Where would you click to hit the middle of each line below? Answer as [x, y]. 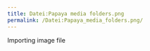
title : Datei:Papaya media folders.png [66, 14]
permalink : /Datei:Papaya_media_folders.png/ [75, 20]
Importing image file [36, 40]
